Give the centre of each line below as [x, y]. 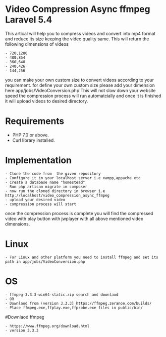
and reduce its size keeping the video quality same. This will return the [77, 39]
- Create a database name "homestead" [45, 182]
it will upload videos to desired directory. [47, 101]
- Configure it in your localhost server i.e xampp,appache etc [73, 178]
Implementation [38, 161]
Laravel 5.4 [29, 20]
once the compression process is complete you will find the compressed [79, 213]
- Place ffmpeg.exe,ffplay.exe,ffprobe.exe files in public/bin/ [74, 308]
